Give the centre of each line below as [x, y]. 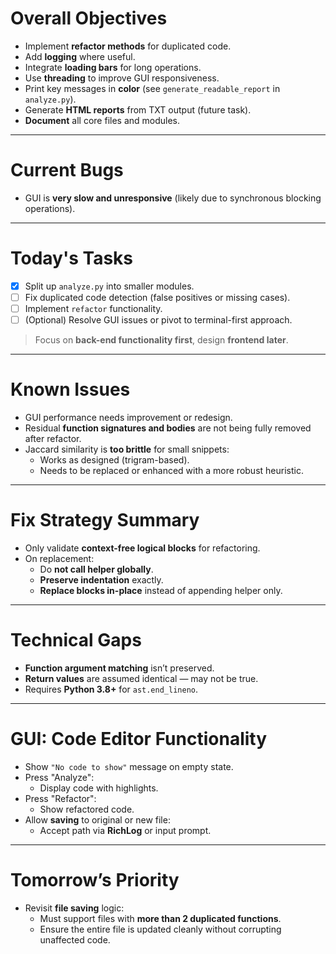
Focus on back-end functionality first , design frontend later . [161, 340]
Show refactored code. [87, 809]
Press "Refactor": [60, 798]
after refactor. [53, 438]
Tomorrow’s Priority [95, 880]
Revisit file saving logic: [74, 908]
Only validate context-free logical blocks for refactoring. [142, 548]
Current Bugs [67, 170]
